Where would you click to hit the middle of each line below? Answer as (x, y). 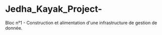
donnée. (14, 28)
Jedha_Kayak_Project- (54, 9)
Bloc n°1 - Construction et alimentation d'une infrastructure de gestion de (81, 23)
